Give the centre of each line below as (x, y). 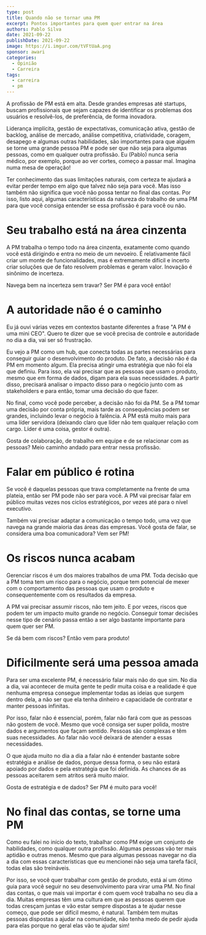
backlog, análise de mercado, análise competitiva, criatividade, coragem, (99, 135)
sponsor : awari (26, 52)
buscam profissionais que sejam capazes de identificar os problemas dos (99, 110)
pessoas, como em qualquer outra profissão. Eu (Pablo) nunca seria (92, 155)
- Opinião (24, 63)
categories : (21, 58)
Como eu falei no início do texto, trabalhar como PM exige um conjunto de (100, 842)
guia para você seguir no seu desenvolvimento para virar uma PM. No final (101, 886)
